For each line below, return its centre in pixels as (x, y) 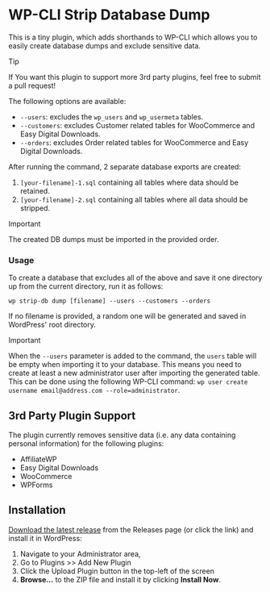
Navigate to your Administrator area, (80, 553)
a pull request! (32, 85)
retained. (35, 190)
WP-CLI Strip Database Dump (109, 15)
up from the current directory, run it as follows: (86, 286)
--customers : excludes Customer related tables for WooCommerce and (137, 125)
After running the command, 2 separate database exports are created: (125, 166)
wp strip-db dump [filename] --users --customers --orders (110, 301)
